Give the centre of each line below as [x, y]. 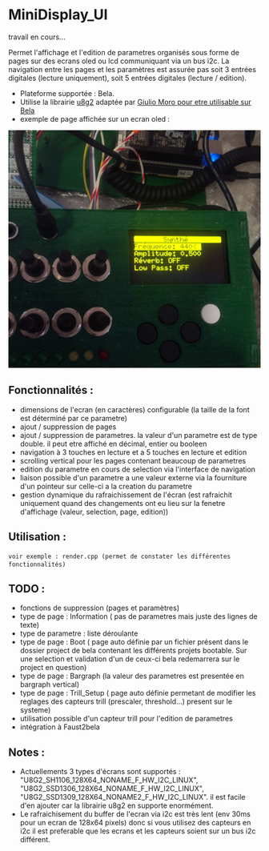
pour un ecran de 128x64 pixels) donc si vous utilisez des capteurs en [135, 823]
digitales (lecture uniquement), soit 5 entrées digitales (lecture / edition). [127, 78]
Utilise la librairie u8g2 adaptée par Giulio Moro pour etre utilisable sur [136, 102]
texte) [30, 625]
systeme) [35, 710]
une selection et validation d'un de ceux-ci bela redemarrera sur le [130, 659]
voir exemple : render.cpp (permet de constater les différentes [119, 556]
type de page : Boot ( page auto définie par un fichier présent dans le [134, 642]
